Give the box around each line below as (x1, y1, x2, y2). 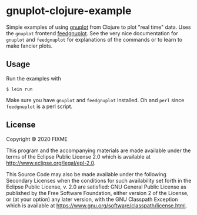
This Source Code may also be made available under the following (6, 170, 166, 177)
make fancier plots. (6, 42, 53, 49)
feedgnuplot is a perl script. (6, 103, 73, 110)
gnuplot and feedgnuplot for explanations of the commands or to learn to (6, 36, 183, 43)
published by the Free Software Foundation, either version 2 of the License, (6, 189, 189, 196)
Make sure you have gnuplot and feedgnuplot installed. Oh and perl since (6, 96, 185, 103)
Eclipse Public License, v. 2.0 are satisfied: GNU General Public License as (6, 183, 186, 190)
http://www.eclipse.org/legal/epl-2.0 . (6, 159, 96, 166)
